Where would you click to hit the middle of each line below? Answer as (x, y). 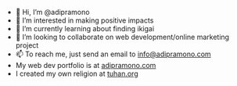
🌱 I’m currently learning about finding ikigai (85, 29)
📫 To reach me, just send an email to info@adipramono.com (113, 54)
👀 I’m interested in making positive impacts (84, 20)
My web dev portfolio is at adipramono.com (86, 65)
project (27, 45)
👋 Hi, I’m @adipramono (52, 12)
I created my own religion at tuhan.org (77, 73)
